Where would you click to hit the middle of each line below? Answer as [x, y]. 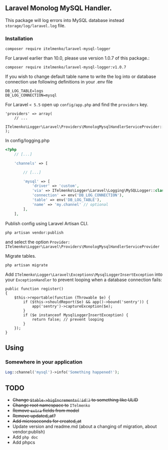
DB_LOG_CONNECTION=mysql [31, 95]
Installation [19, 38]
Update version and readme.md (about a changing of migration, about [84, 426]
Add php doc [25, 437]
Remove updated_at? [34, 416]
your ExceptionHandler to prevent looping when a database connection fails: [84, 280]
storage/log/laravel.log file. [35, 25]
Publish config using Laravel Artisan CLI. [47, 223]
